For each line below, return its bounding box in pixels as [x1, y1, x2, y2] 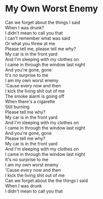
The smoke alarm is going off [5, 93, 65, 99]
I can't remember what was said [5, 35, 70, 41]
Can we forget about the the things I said [5, 177, 88, 184]
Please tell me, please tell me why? [5, 46, 76, 52]
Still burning [5, 104, 30, 110]
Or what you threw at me [5, 40, 56, 46]
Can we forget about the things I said [5, 19, 80, 25]
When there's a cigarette [5, 98, 56, 104]
